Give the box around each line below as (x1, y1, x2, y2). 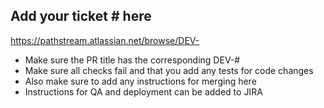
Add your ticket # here (10, 8, 152, 25)
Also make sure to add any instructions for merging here (24, 75, 257, 87)
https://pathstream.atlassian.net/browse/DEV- (10, 34, 200, 46)
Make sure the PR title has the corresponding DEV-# (24, 54, 241, 66)
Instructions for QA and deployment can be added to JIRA (24, 85, 263, 98)
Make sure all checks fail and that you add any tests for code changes (24, 64, 314, 76)
